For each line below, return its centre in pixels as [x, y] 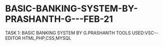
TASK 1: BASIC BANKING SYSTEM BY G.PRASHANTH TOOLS [68, 33]
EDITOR [13, 38]
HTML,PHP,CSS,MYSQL [47, 38]
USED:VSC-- [145, 33]
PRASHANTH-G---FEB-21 [59, 19]
